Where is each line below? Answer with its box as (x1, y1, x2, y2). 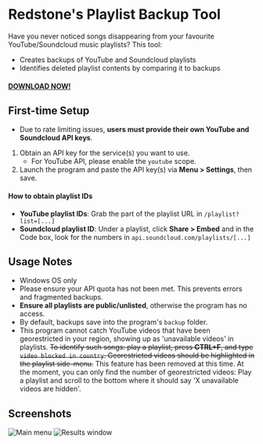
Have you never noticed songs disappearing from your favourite (8, 31, 215, 41)
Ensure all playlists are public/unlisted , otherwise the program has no (19, 300, 248, 311)
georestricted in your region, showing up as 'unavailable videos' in (19, 334, 234, 344)
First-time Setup (8, 104, 90, 117)
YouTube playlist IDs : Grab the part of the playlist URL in (19, 209, 203, 218)
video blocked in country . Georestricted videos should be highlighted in (19, 351, 255, 360)
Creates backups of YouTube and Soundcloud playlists (19, 55, 196, 64)
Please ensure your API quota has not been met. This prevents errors (19, 284, 243, 293)
